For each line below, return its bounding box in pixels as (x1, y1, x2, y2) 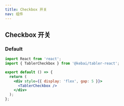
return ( (9, 74, 27, 79)
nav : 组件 (5, 12, 23, 16)
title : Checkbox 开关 (5, 7, 47, 12)
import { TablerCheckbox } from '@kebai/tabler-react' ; (5, 61, 120, 66)
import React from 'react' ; (5, 57, 62, 61)
